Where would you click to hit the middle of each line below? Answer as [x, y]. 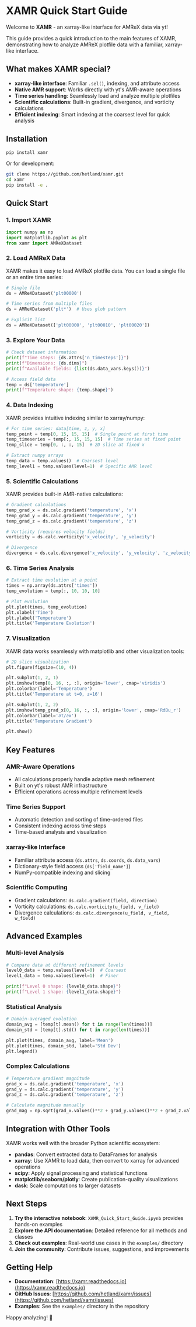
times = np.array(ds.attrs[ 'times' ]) [52, 586]
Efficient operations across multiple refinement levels [78, 792]
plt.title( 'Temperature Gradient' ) [49, 721]
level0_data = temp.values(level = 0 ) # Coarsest [66, 970]
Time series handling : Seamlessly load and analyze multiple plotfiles [97, 95]
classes [24, 1236]
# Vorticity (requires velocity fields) [56, 532]
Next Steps [27, 1204]
